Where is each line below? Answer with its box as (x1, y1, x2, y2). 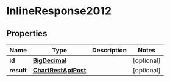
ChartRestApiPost (32, 66, 87, 74)
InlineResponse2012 (6, 4, 112, 18)
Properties (6, 28, 48, 39)
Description (92, 46, 127, 54)
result (9, 66, 27, 74)
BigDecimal (32, 56, 67, 65)
